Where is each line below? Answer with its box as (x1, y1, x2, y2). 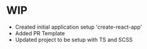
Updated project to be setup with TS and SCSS (15, 36, 133, 43)
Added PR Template (15, 29, 65, 36)
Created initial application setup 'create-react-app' (15, 23, 143, 30)
